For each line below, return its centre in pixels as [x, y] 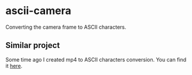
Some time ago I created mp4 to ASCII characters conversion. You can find [96, 59]
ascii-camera [38, 11]
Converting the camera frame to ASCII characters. [66, 27]
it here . [14, 66]
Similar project [33, 45]
